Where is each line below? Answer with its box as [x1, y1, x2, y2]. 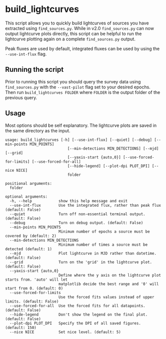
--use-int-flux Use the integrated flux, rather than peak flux [9, 203, 162, 208]
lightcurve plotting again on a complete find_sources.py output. [5, 36, 136, 42]
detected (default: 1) [5, 246, 52, 252]
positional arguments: [5, 181, 52, 186]
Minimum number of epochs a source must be [58, 229, 150, 234]
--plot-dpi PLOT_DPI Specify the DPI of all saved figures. [9, 321, 141, 326]
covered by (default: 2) [5, 233, 57, 238]
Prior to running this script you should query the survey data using [5, 78, 141, 84]
